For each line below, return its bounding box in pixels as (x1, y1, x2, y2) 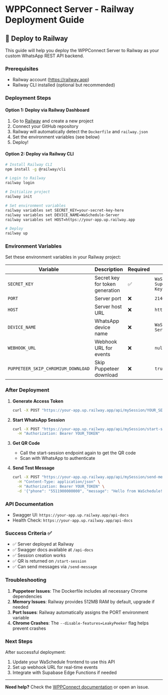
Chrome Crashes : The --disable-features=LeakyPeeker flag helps (12, 620, 149, 626)
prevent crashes (12, 625, 46, 631)
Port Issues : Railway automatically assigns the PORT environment (12, 609, 148, 615)
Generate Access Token (12, 398, 63, 404)
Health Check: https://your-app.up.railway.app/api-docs (12, 517, 133, 524)
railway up (5, 231, 28, 236)
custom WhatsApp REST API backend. (5, 53, 84, 59)
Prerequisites (5, 65, 38, 72)
